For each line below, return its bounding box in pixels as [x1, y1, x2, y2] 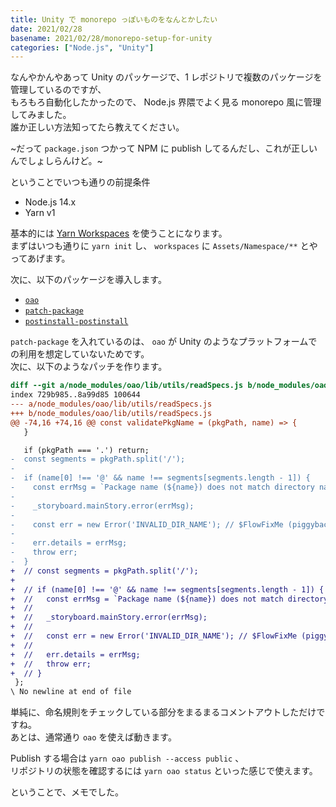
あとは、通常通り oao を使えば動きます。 [10, 731, 177, 743]
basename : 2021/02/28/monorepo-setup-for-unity [10, 33, 213, 43]
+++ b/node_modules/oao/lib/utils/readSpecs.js [10, 408, 213, 418]
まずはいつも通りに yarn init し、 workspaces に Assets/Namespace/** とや [10, 240, 318, 252]
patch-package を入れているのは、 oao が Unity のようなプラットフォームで [10, 336, 318, 348]
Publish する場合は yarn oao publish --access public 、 [10, 752, 245, 765]
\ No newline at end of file [10, 687, 132, 697]
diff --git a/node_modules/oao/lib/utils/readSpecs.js [10, 381, 244, 391]
